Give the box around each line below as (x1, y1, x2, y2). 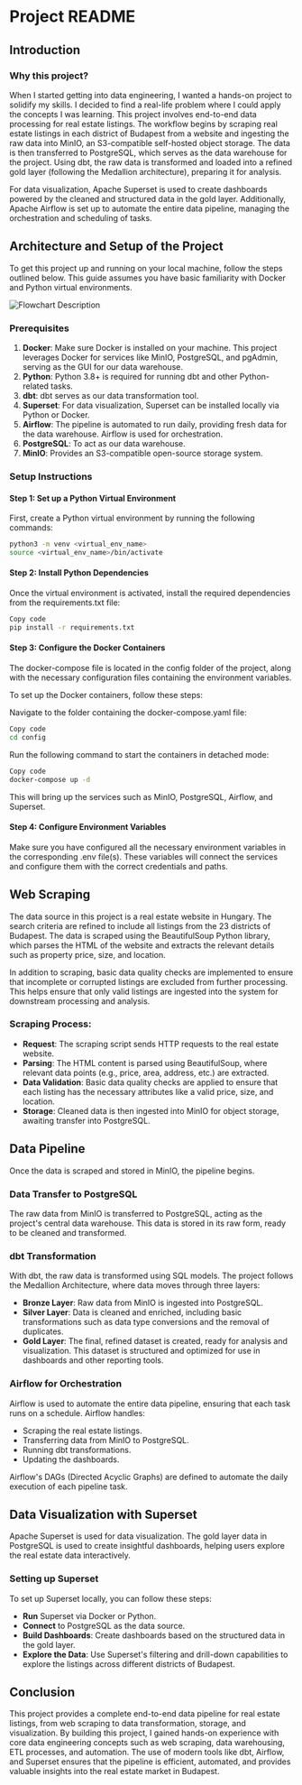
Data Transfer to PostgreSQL (9, 1188, 138, 1201)
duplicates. (22, 1326, 65, 1337)
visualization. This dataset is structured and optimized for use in (22, 1346, 261, 1357)
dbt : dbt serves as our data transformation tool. (22, 390, 199, 400)
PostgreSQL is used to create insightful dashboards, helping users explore (9, 1541, 286, 1551)
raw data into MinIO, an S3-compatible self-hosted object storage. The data (9, 137, 291, 148)
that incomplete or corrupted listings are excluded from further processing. (9, 976, 288, 987)
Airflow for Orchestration (9, 1377, 123, 1390)
